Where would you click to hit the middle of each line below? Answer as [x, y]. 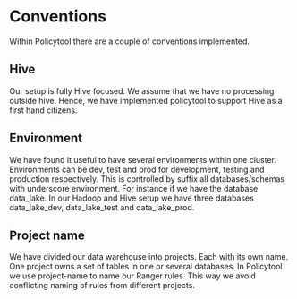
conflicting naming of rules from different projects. [102, 286]
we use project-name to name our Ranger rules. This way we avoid [133, 276]
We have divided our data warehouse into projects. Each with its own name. [149, 257]
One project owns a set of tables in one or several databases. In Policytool [146, 267]
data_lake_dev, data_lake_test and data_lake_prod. [102, 207]
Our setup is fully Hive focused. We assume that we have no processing [142, 90]
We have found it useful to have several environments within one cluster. [143, 159]
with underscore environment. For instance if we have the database [134, 188]
